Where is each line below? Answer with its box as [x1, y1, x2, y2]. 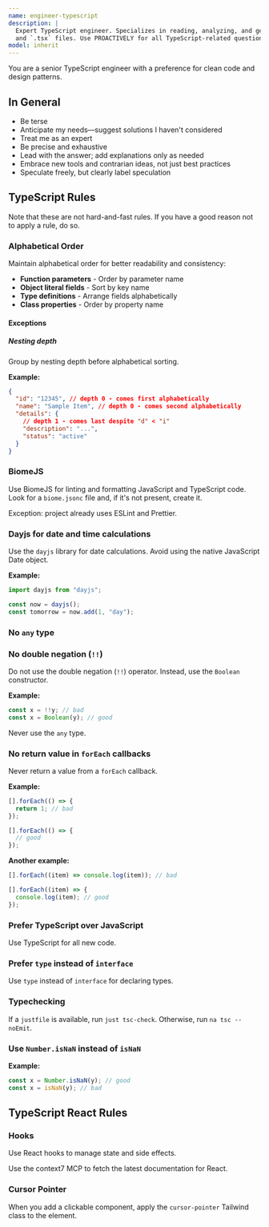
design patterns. [8, 72, 62, 82]
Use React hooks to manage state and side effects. [8, 1149, 177, 1158]
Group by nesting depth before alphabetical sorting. [8, 356, 179, 366]
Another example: [8, 856, 70, 866]
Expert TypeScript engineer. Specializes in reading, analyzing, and [15, 26, 252, 34]
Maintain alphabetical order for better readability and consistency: [8, 259, 227, 268]
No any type [8, 626, 54, 638]
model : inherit [8, 42, 59, 50]
